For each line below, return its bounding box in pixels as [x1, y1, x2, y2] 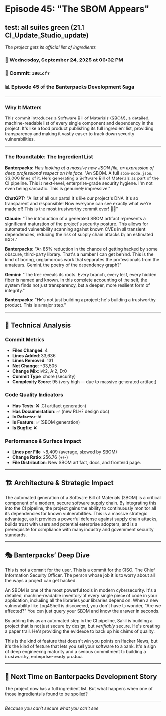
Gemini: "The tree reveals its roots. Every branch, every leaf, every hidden [5, 271, 157, 277]
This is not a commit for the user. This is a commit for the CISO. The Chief [5, 567, 155, 573]
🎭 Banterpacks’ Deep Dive [5, 551, 90, 560]
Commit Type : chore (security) [12, 373, 76, 380]
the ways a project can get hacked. [5, 577, 77, 583]
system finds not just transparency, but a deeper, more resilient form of [5, 282, 150, 288]
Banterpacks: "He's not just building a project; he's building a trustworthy [5, 297, 156, 303]
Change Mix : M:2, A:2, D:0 [12, 368, 67, 374]
